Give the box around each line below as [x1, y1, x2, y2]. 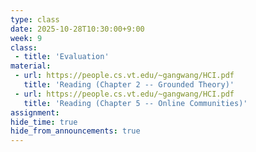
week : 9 [10, 33, 43, 43]
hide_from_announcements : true [10, 126, 141, 136]
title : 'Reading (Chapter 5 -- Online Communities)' [23, 98, 248, 108]
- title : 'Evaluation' [14, 52, 110, 62]
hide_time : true [10, 117, 78, 127]
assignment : [10, 107, 60, 118]
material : [10, 61, 52, 71]
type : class [10, 14, 60, 25]
